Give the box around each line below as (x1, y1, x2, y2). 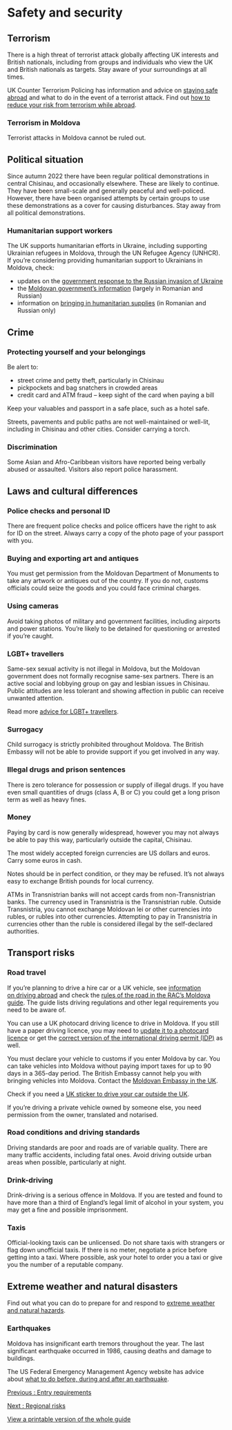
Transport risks (7, 947, 75, 959)
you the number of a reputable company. (7, 1261, 124, 1269)
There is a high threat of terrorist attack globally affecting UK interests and (7, 50, 219, 59)
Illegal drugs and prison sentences (7, 765, 126, 774)
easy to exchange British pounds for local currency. (7, 877, 154, 885)
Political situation (7, 153, 84, 165)
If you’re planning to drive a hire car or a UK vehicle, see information (7, 983, 202, 992)
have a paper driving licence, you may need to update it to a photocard (7, 1026, 209, 1034)
